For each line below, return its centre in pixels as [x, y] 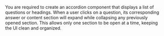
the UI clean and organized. [33, 28]
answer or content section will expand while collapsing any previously [76, 18]
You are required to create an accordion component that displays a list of [80, 7]
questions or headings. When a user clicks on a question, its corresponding [82, 12]
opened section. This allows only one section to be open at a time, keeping [82, 23]
